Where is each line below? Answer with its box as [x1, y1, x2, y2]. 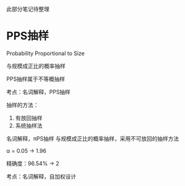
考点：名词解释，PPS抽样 [6, 88, 70, 95]
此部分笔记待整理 [6, 6, 50, 12]
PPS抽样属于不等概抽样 [6, 75, 66, 83]
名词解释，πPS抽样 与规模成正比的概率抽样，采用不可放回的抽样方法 [6, 135, 179, 142]
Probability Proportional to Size [6, 50, 85, 57]
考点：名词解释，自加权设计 [6, 173, 77, 180]
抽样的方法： [6, 101, 39, 108]
